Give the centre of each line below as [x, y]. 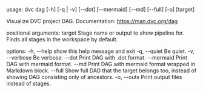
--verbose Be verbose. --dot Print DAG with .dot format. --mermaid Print [97, 57]
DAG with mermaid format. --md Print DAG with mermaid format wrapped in [101, 64]
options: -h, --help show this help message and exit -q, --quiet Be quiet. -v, [101, 51]
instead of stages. [29, 83]
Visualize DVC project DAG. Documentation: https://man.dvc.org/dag [92, 21]
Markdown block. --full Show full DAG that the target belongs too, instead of [101, 71]
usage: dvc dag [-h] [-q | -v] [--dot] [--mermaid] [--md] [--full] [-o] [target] [101, 9]
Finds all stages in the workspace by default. [62, 39]
